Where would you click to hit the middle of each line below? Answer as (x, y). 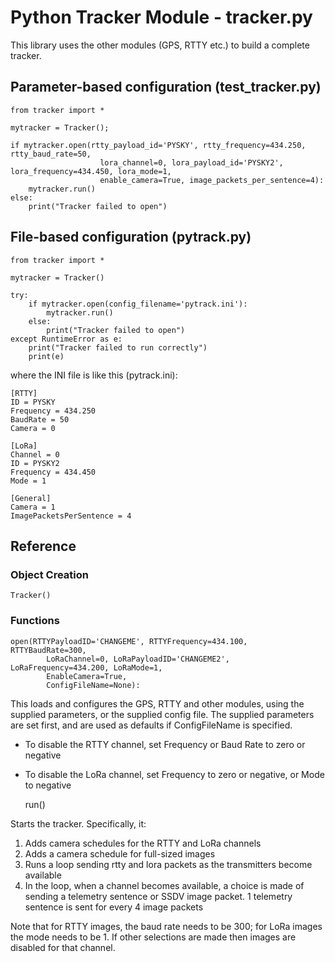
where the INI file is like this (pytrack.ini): (94, 375)
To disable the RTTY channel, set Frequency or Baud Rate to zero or (165, 744)
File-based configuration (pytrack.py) (131, 237)
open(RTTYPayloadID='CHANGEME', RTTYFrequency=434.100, (129, 641)
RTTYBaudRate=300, (48, 650)
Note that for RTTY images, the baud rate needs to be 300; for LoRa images (166, 926)
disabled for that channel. (63, 947)
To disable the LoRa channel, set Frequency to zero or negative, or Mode (174, 774)
